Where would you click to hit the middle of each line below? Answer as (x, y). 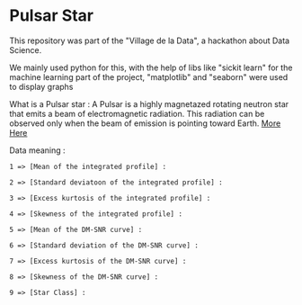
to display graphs (41, 86)
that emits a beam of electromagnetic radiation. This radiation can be (137, 113)
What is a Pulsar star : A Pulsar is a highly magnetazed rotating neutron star (149, 103)
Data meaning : (37, 150)
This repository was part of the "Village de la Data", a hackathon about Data (150, 40)
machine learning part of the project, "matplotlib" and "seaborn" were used (149, 76)
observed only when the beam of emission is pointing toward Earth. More (145, 123)
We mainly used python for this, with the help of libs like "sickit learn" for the (151, 67)
